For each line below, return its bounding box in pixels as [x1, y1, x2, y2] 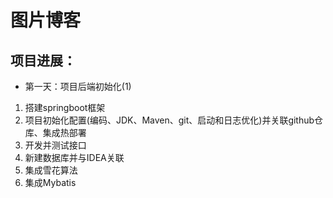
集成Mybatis [24, 177, 77, 188]
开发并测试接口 [24, 139, 87, 151]
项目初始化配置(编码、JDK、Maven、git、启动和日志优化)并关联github [24, 114, 315, 126]
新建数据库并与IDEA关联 [24, 152, 125, 163]
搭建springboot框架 [24, 102, 106, 113]
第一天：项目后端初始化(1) [24, 81, 132, 92]
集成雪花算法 [24, 164, 78, 176]
